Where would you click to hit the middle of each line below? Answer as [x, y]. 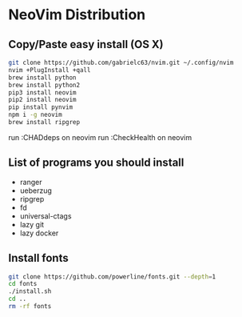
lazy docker [39, 233]
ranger [31, 182]
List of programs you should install [96, 163]
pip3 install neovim [43, 92]
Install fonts [39, 258]
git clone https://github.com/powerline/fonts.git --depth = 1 [112, 277]
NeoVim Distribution [77, 15]
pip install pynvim [41, 107]
